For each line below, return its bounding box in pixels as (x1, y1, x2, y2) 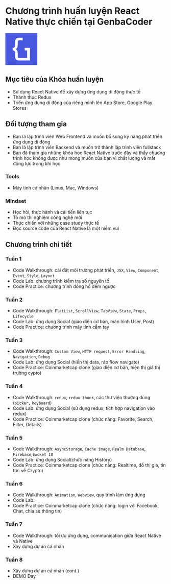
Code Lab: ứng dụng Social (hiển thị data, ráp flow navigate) (12, 359, 139, 365)
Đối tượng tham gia (5, 120, 67, 129)
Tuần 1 (5, 255, 22, 262)
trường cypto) (12, 370, 42, 376)
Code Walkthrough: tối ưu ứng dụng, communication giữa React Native (12, 532, 162, 539)
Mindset (5, 197, 27, 204)
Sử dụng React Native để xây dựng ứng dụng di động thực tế (12, 88, 141, 94)
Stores (12, 105, 27, 111)
